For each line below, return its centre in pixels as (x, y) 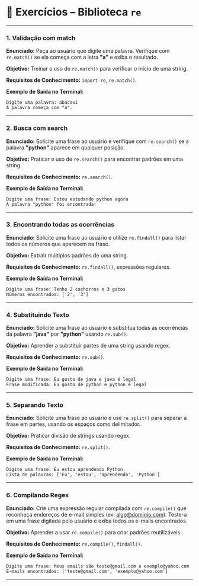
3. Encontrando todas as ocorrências (60, 225)
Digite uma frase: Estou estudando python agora (67, 199)
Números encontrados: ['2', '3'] (47, 294)
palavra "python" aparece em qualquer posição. (66, 147)
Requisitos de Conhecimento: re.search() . (60, 177)
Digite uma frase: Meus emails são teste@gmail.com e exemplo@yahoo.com (98, 566)
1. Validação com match (41, 38)
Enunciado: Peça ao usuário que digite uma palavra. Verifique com (88, 51)
